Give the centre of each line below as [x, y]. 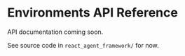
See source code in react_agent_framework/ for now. [83, 45]
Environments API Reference [93, 13]
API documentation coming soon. [55, 32]
